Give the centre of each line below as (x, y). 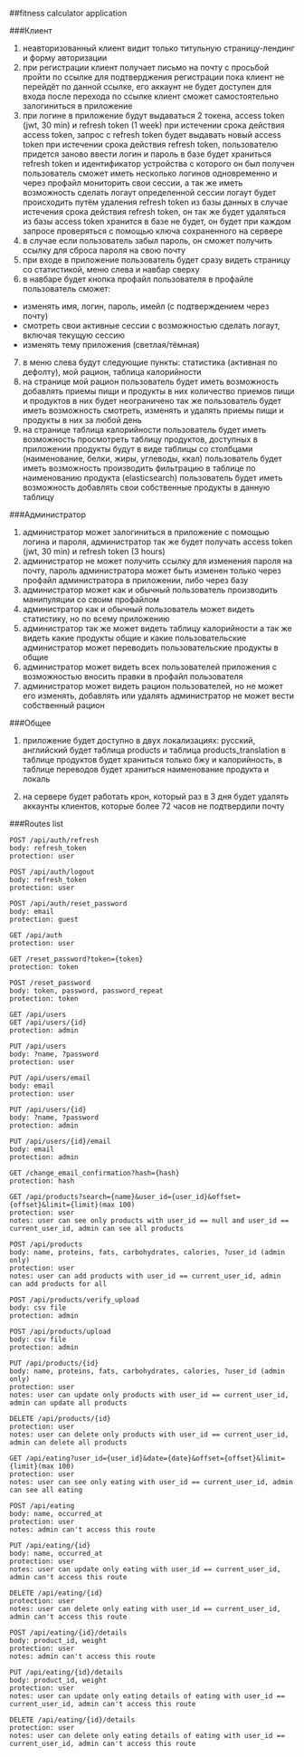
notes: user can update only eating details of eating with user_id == (147, 1696)
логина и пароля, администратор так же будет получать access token (157, 542)
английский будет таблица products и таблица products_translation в (154, 750)
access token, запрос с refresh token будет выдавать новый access (152, 134)
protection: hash (42, 1181)
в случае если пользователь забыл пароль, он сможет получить (147, 240)
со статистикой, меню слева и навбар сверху (111, 269)
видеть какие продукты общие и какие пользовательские (134, 638)
